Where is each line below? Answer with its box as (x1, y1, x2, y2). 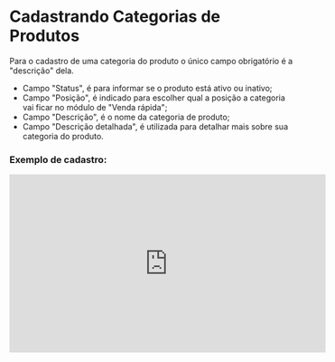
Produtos (9, 25, 79, 46)
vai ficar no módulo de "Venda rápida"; (22, 101, 168, 112)
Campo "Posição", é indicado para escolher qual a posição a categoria (22, 92, 286, 103)
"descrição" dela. (9, 65, 74, 76)
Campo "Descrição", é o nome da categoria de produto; (22, 111, 230, 122)
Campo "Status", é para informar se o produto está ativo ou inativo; (22, 82, 273, 93)
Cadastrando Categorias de (9, 6, 221, 27)
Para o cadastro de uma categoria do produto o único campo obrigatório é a (9, 55, 293, 66)
